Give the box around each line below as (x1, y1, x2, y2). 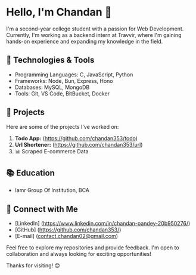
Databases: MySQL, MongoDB (14, 84, 90, 91)
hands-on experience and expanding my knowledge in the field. (6, 38, 163, 45)
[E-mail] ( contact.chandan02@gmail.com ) (14, 233, 118, 240)
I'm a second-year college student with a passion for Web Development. (6, 25, 184, 32)
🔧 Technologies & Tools (6, 55, 95, 65)
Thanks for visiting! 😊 (6, 262, 61, 269)
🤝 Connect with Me (6, 204, 79, 214)
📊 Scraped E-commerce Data (14, 147, 89, 155)
